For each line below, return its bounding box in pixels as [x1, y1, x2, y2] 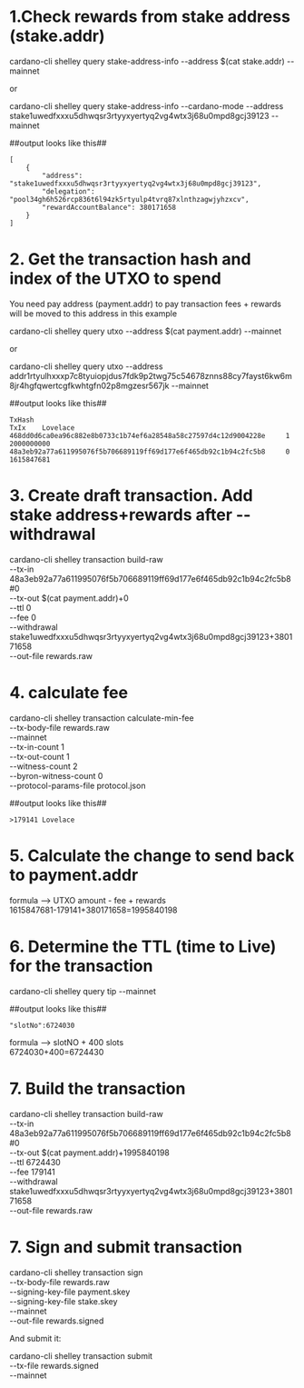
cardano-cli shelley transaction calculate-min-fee [9, 712, 194, 724]
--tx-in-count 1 [9, 741, 65, 752]
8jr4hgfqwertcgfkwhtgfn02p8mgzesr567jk [9, 380, 170, 391]
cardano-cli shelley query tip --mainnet [9, 985, 157, 996]
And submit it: [9, 1333, 62, 1343]
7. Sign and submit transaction [9, 1236, 243, 1257]
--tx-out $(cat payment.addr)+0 [9, 593, 129, 604]
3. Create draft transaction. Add [9, 485, 253, 506]
